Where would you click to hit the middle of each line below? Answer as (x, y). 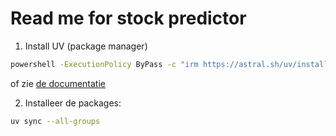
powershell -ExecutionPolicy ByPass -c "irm (104, 64)
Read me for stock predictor (128, 18)
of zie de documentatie (58, 83)
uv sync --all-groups (55, 121)
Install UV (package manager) (86, 46)
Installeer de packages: (73, 103)
